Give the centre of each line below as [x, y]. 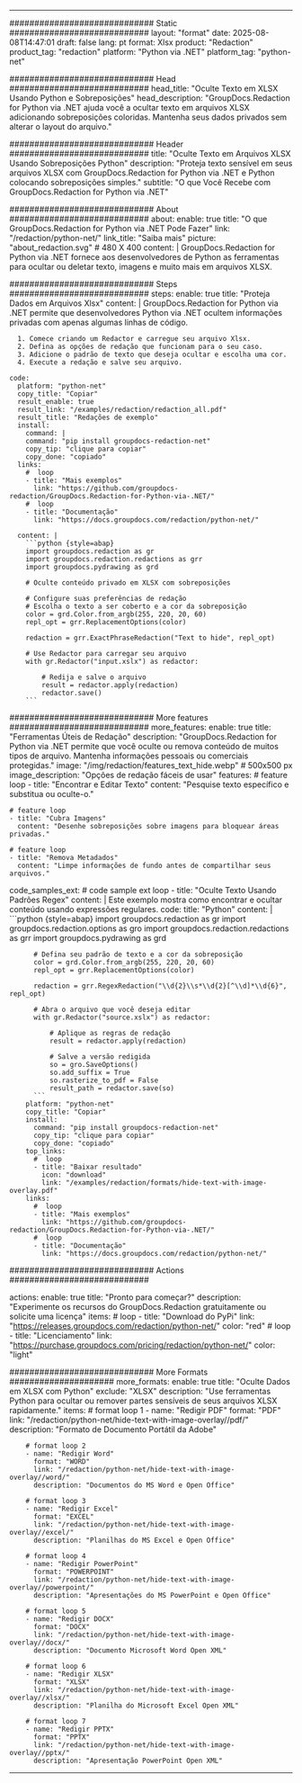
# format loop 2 [56, 1446]
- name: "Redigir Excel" [72, 1509]
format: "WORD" [62, 1462]
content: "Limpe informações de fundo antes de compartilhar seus [144, 865]
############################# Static [93, 23]
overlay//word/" [40, 1477]
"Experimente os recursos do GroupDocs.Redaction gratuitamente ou [138, 1307]
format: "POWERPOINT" [74, 1572]
